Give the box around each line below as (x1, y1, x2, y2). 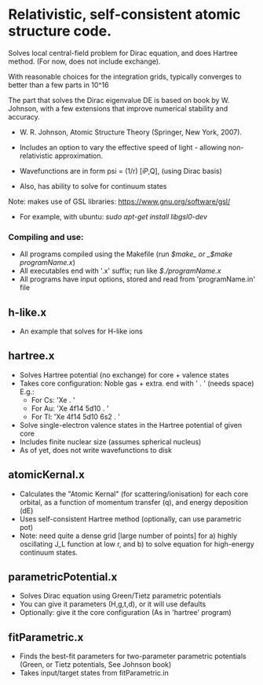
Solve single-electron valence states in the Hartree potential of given (19, 420, 243, 429)
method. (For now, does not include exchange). (8, 57, 161, 66)
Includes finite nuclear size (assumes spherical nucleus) (19, 436, 202, 446)
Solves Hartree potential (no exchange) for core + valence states (19, 370, 229, 379)
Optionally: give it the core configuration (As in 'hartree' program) (19, 608, 232, 617)
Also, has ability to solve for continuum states (19, 181, 167, 190)
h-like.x (8, 305, 47, 319)
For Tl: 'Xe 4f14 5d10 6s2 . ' (31, 411, 120, 422)
